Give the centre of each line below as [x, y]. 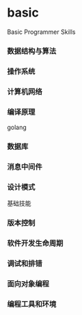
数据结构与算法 [32, 51]
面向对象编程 [28, 283]
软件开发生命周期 [35, 243]
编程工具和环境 [32, 304]
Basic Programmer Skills [41, 32]
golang [17, 127]
